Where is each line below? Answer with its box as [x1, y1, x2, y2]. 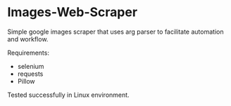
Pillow [17, 77, 35, 85]
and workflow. [7, 34, 49, 43]
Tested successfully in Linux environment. [7, 91, 130, 99]
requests [17, 69, 44, 78]
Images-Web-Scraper [7, 4, 138, 20]
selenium [17, 62, 44, 70]
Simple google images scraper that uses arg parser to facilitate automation [7, 27, 224, 36]
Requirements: [7, 48, 49, 57]
